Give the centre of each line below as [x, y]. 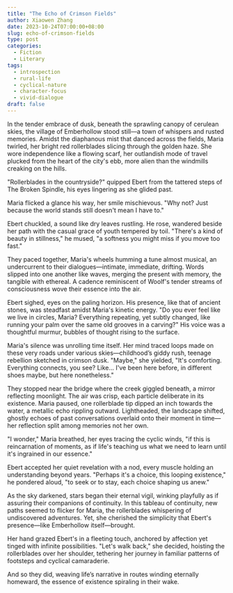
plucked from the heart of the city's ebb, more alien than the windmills [108, 161]
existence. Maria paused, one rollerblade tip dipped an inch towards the [110, 403]
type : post [23, 40]
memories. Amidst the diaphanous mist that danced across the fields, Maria [115, 139]
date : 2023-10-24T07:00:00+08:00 [56, 26]
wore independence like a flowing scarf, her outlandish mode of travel [107, 153]
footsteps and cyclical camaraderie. [58, 560]
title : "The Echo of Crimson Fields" [62, 14]
